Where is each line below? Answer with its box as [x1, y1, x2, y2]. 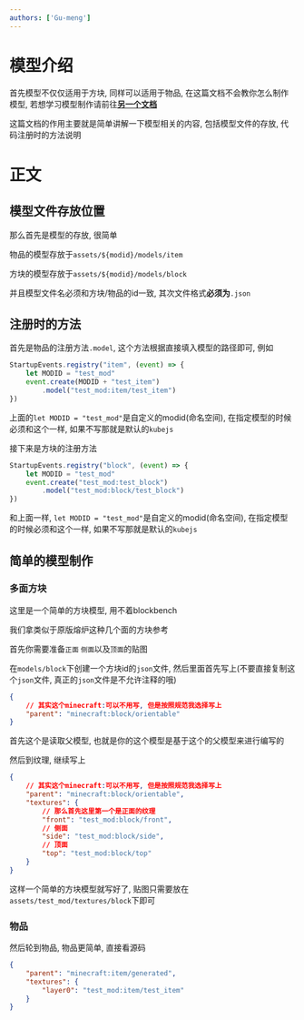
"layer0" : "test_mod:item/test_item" [42, 985, 184, 995]
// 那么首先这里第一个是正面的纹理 [42, 806, 156, 815]
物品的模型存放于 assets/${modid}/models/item [9, 248, 183, 259]
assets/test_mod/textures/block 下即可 [9, 894, 156, 905]
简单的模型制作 [9, 552, 93, 569]
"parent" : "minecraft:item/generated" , [25, 968, 177, 978]
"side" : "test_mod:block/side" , [42, 832, 165, 842]
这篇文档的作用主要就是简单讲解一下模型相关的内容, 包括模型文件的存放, [9, 117, 279, 128]
